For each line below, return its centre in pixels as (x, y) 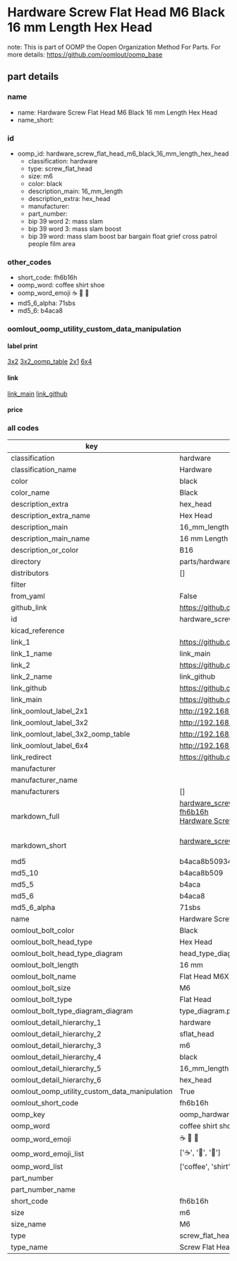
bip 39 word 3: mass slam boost (75, 229)
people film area (52, 243)
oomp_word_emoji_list (48, 1153)
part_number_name (43, 1190)
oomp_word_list (37, 1167)
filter (19, 585)
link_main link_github (38, 393)
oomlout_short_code (45, 1103)
